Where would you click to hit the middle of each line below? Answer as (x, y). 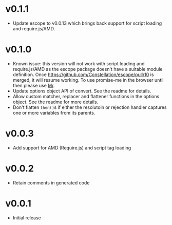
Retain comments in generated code (51, 182)
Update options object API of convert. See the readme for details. (82, 91)
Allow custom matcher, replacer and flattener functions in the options (86, 96)
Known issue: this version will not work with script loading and (79, 63)
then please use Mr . (34, 85)
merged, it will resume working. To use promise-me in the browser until (88, 80)
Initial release (27, 218)
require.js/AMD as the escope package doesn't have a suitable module (88, 69)
